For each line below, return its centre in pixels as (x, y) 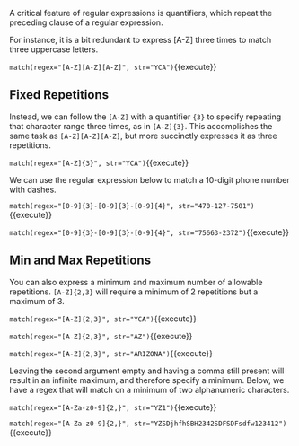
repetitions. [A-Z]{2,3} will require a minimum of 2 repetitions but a (134, 292)
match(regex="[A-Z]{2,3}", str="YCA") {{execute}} (103, 319)
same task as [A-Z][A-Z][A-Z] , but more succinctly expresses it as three (143, 136)
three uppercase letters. (54, 49)
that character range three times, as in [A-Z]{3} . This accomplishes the (141, 126)
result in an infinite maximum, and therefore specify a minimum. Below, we (147, 380)
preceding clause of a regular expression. (86, 22)
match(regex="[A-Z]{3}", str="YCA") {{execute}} (99, 162)
